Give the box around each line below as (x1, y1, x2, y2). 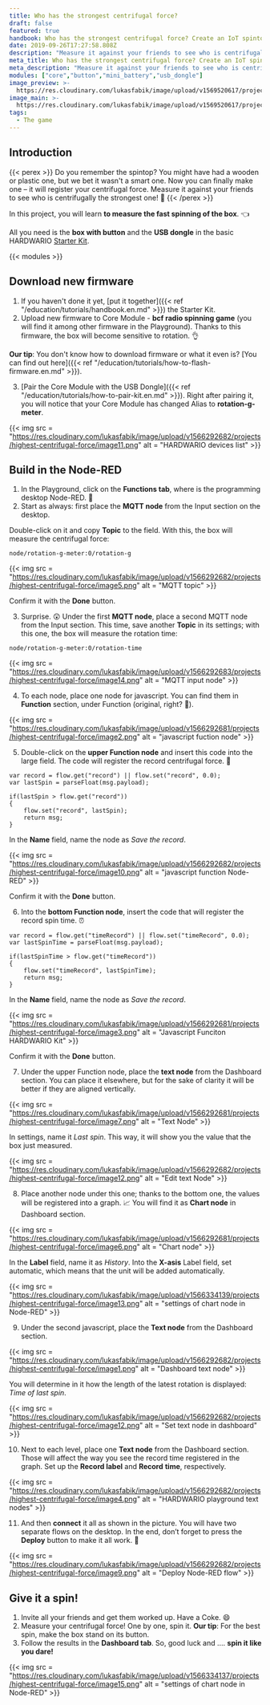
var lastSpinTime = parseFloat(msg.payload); (9, 939, 163, 947)
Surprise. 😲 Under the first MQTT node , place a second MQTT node (20, 611, 248, 622)
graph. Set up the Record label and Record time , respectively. (20, 1462, 227, 1472)
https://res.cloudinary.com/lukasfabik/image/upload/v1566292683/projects (12, 667, 261, 676)
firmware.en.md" (9, 366, 65, 376)
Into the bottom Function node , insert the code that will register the (20, 907, 244, 917)
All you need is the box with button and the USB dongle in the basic (9, 227, 235, 237)
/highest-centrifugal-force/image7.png (9, 1117, 136, 1127)
